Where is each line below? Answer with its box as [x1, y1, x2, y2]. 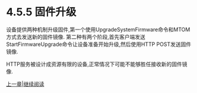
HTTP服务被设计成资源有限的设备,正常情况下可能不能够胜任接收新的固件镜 [6, 60, 188, 68]
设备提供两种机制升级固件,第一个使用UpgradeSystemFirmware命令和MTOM [6, 26, 190, 33]
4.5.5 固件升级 [6, 5, 77, 19]
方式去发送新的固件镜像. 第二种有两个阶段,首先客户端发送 [6, 33, 146, 40]
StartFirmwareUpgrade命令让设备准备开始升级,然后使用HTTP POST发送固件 [6, 41, 191, 48]
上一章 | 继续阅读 [6, 80, 44, 87]
